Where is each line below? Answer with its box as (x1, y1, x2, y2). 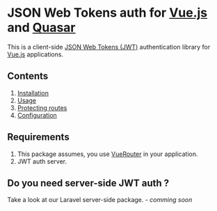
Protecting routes (17, 103, 67, 112)
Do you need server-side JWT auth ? (7, 177, 170, 189)
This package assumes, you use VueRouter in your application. (17, 150, 198, 158)
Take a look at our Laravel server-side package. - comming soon (7, 196, 193, 204)
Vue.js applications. (7, 50, 64, 58)
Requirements (7, 131, 70, 143)
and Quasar (7, 19, 76, 36)
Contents (7, 70, 49, 82)
